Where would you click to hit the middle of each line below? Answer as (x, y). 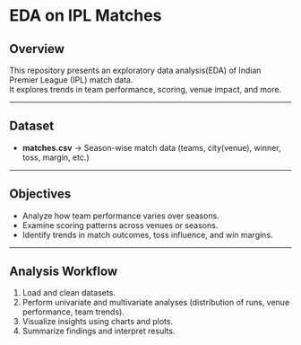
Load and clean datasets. (69, 293)
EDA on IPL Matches (86, 16)
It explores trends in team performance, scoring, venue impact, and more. (146, 89)
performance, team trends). (73, 312)
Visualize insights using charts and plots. (97, 322)
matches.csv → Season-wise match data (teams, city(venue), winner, (151, 147)
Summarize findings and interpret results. (99, 331)
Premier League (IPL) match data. (71, 80)
